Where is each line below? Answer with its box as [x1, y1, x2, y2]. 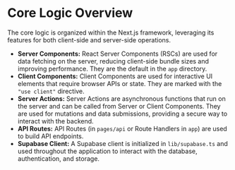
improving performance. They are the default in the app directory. [17, 64, 207, 73]
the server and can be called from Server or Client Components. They [17, 102, 221, 110]
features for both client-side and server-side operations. [7, 35, 171, 44]
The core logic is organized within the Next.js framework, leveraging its [7, 28, 215, 37]
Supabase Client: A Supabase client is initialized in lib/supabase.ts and [17, 139, 228, 147]
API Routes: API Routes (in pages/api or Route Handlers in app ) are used [17, 124, 227, 133]
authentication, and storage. [17, 154, 100, 163]
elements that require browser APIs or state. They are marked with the [17, 79, 222, 87]
